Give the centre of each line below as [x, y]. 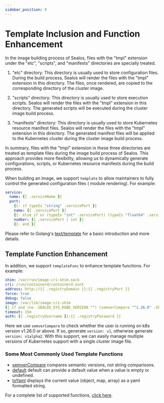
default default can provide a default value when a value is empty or [81, 370]
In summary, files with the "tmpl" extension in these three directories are [78, 148]
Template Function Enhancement [57, 254]
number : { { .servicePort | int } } [49, 219]
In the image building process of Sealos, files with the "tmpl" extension [76, 58]
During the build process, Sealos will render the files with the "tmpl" [80, 78]
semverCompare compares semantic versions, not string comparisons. [83, 365]
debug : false [18, 298]
